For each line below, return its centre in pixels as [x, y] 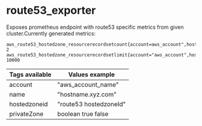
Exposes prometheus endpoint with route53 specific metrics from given [95, 27]
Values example [92, 74]
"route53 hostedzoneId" [91, 104]
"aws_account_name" [88, 85]
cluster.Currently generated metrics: [51, 33]
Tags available [30, 74]
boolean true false [83, 113]
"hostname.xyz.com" [87, 94]
